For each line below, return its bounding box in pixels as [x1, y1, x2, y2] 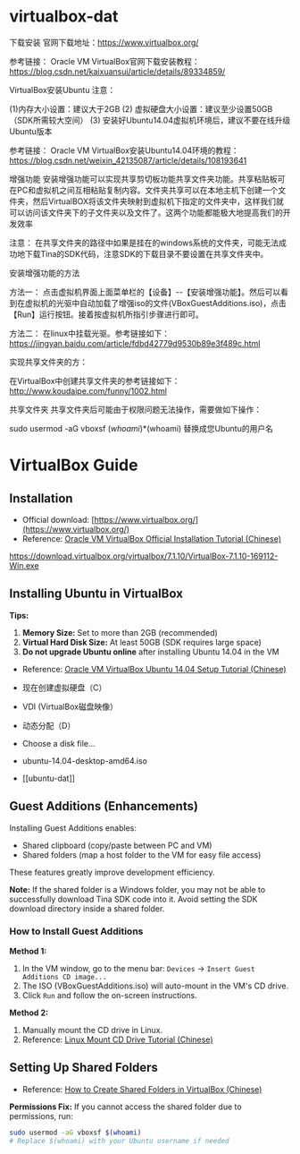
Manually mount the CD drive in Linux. [21, 1024, 163, 1035]
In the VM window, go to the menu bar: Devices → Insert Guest [21, 962, 255, 973]
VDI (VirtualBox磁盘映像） [21, 701, 118, 712]
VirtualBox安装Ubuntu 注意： [9, 84, 116, 95]
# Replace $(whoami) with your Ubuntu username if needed [9, 1136, 229, 1145]
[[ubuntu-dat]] [21, 773, 76, 783]
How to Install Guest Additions [9, 925, 144, 937]
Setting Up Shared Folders [9, 1060, 159, 1075]
